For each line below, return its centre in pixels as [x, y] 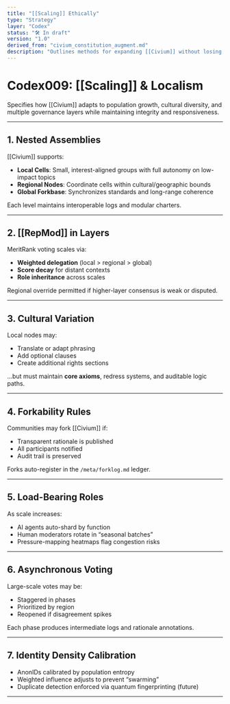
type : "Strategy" [32, 20]
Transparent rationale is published [65, 442]
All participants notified [50, 449]
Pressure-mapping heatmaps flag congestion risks [88, 541]
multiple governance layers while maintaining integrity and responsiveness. [113, 112]
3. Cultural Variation [51, 319]
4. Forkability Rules [49, 411]
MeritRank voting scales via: [47, 249]
